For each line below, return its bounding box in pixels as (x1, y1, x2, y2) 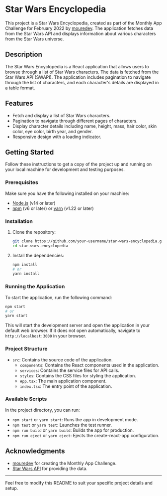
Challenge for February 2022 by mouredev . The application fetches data (5, 25, 153, 31)
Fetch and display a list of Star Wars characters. (12, 112, 111, 118)
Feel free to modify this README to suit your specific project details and (5, 480, 153, 486)
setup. (5, 485, 18, 491)
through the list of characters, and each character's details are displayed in (5, 79, 159, 85)
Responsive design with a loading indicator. (12, 134, 102, 140)
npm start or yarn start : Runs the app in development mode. (12, 416, 138, 422)
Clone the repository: (12, 229, 56, 235)
